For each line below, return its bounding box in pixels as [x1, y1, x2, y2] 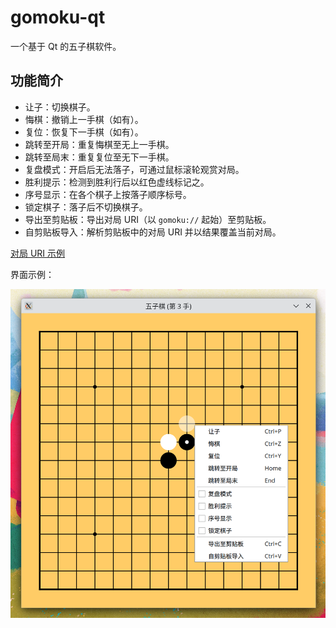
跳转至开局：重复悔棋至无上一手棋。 [24, 138, 175, 150]
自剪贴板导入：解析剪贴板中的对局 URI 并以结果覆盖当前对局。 [24, 226, 282, 238]
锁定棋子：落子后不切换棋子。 [24, 201, 148, 213]
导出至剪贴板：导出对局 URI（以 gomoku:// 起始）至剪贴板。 [24, 213, 272, 225]
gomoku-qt [10, 6, 106, 29]
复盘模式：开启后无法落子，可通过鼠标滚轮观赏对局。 [24, 163, 245, 175]
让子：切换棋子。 [24, 101, 96, 113]
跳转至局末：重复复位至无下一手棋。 [24, 151, 175, 163]
